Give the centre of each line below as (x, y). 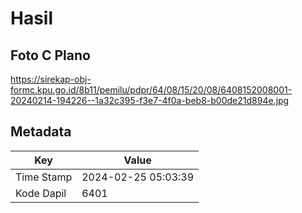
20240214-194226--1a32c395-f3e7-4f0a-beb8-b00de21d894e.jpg (150, 100)
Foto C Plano (50, 55)
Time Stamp (44, 177)
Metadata (41, 132)
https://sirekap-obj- (51, 79)
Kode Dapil (41, 193)
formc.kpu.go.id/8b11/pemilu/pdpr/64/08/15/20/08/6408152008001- (151, 90)
